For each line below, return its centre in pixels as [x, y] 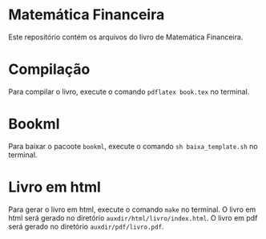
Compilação [49, 69]
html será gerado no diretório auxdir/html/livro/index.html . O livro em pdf [133, 217]
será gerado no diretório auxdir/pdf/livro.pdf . [86, 226]
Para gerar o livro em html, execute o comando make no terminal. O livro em [132, 209]
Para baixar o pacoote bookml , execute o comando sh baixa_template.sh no [133, 146]
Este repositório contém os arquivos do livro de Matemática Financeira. [126, 37]
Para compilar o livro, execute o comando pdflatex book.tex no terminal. [129, 91]
